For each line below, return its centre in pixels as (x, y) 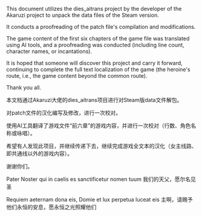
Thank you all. (24, 87)
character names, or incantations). (49, 51)
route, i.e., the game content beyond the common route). (77, 76)
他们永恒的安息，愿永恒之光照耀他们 (51, 207)
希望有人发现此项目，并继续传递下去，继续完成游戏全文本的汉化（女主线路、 (102, 146)
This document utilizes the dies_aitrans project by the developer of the (94, 9)
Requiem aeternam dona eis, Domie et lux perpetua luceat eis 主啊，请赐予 (99, 199)
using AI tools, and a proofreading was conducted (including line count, (95, 45)
